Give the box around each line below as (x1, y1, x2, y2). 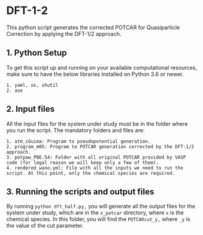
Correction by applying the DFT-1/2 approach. (6, 30, 122, 37)
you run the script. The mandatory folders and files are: (6, 126, 145, 134)
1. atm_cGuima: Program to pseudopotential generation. (6, 138, 151, 145)
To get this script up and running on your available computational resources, (6, 64, 198, 71)
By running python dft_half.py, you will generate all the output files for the (6, 203, 196, 210)
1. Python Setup (6, 48, 67, 58)
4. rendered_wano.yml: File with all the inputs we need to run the (6, 165, 184, 171)
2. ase (6, 87, 23, 94)
